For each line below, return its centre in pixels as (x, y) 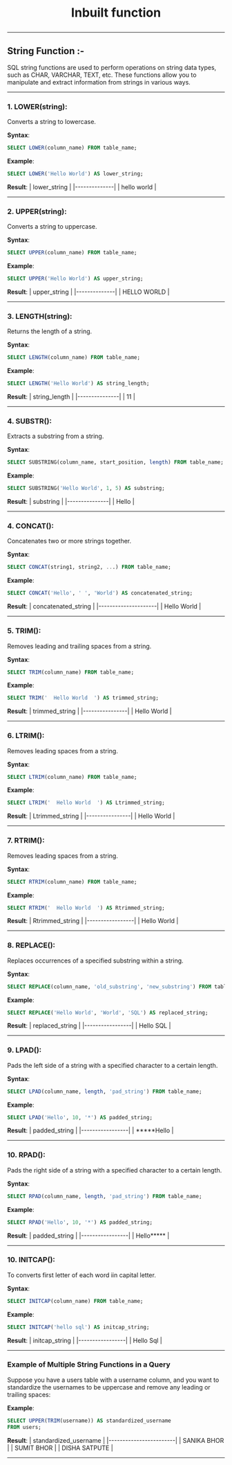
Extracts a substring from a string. (56, 436)
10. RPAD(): (27, 1155)
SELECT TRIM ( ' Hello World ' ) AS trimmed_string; (83, 698)
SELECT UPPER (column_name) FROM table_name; (72, 253)
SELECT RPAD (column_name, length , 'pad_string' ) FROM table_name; (105, 1196)
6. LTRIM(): (26, 736)
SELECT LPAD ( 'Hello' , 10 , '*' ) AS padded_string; (80, 1117)
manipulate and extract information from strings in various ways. (99, 82)
